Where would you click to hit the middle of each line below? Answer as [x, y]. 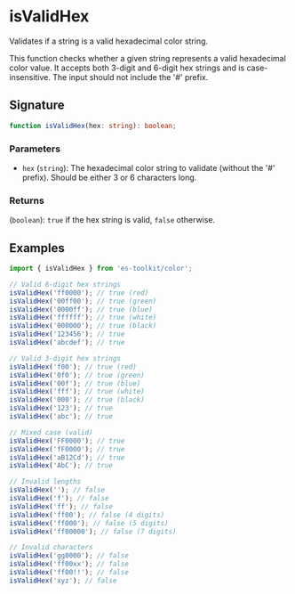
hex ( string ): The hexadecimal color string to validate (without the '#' [148, 167]
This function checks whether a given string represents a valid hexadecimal [147, 58]
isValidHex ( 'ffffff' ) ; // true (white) [83, 318]
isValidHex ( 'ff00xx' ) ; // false [69, 564]
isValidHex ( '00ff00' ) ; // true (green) [83, 301]
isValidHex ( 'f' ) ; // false [59, 499]
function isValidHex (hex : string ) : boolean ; [93, 126]
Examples [37, 248]
